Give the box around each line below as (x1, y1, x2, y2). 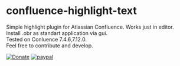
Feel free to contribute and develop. (6, 42, 93, 49)
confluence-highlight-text (6, 4, 137, 18)
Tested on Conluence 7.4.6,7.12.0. (6, 36, 87, 43)
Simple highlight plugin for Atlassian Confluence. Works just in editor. (6, 23, 174, 30)
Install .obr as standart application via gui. (6, 29, 108, 36)
